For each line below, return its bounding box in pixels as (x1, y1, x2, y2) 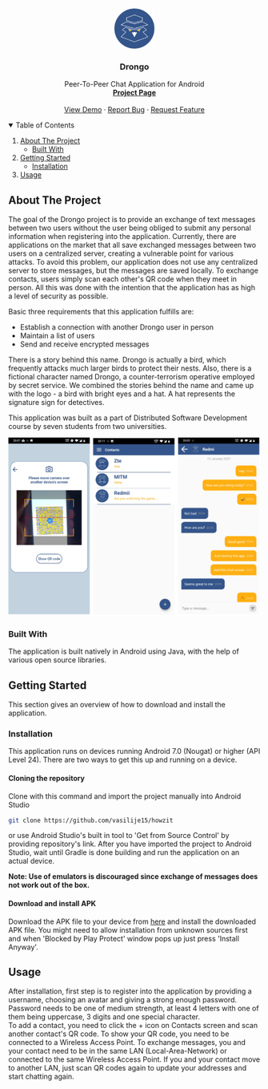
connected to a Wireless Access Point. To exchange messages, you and (8, 1038, 246, 1047)
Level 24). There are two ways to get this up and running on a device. (8, 755, 238, 765)
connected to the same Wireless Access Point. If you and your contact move (8, 1055, 261, 1064)
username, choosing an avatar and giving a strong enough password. (8, 995, 238, 1005)
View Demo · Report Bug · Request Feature (63, 105, 206, 115)
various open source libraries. (8, 655, 106, 665)
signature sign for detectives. (8, 398, 105, 407)
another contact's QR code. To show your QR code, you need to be (8, 1029, 230, 1038)
